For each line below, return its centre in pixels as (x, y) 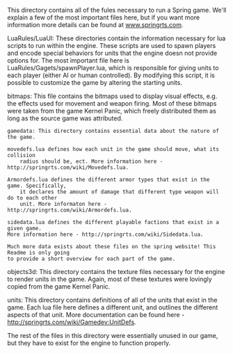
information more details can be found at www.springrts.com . (95, 25)
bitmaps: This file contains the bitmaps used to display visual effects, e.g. (112, 96)
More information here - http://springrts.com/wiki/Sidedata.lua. (105, 234)
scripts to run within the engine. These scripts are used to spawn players (112, 46)
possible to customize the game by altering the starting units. (95, 82)
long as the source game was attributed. (65, 118)
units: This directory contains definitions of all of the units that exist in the (112, 300)
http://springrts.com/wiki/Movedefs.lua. (68, 168)
